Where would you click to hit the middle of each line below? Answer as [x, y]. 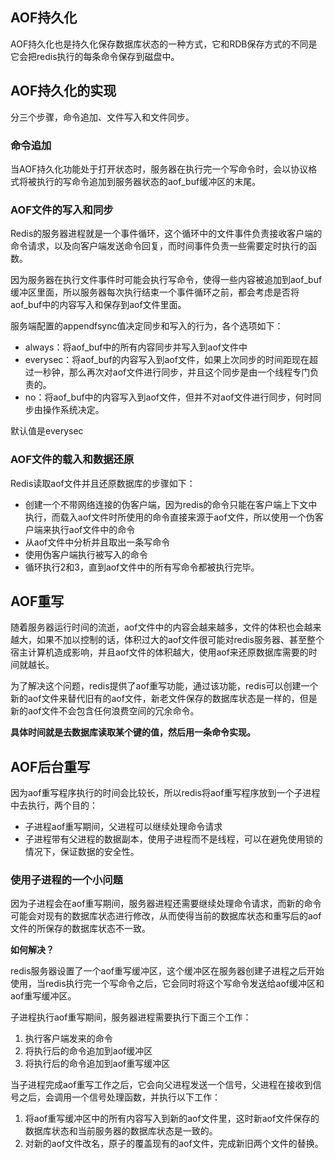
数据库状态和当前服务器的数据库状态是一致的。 [121, 1131]
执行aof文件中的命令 [93, 529]
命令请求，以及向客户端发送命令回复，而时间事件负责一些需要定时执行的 [159, 246]
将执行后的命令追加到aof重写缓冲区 [97, 1064]
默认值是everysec [47, 431]
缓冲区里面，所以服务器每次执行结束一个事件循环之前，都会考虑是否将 [155, 292]
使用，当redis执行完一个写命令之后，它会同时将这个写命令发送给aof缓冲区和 [167, 984]
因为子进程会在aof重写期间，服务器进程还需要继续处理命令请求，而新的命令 [166, 904]
